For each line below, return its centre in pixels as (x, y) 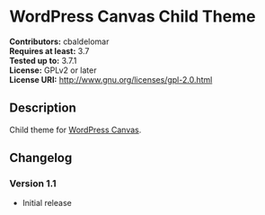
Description (43, 108)
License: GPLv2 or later (53, 70)
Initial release (47, 203)
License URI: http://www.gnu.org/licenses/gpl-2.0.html (111, 79)
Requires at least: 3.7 (49, 50)
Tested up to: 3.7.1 (43, 60)
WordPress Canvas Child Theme (132, 17)
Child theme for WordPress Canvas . (75, 130)
